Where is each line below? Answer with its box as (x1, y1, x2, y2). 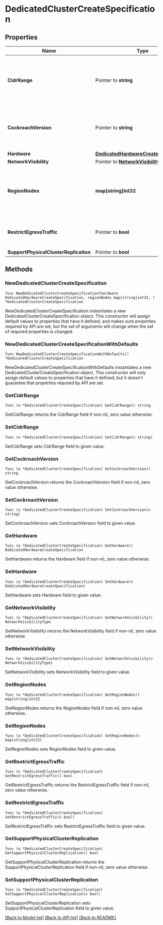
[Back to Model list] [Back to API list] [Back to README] (5, 915, 116, 921)
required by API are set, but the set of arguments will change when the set (5, 323, 154, 329)
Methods (5, 265, 33, 274)
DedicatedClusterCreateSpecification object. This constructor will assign (5, 313, 150, 319)
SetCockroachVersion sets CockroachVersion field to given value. (5, 520, 137, 526)
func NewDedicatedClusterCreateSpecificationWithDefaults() (5, 351, 130, 357)
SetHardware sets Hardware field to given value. (5, 592, 102, 598)
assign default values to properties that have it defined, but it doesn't (5, 375, 143, 380)
